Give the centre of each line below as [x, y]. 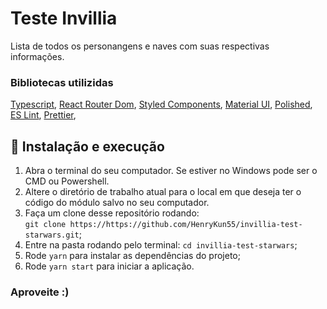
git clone [45, 225]
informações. [37, 56]
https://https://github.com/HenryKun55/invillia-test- [186, 225]
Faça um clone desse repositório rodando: [112, 213]
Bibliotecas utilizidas [62, 82]
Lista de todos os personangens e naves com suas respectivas [140, 46]
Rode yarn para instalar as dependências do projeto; [132, 256]
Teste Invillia [64, 18]
